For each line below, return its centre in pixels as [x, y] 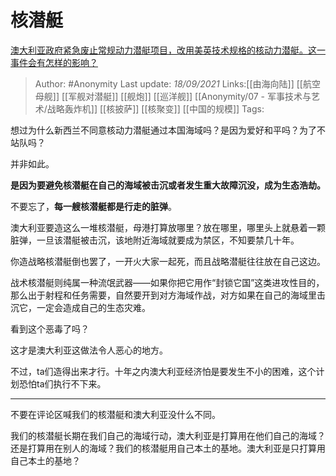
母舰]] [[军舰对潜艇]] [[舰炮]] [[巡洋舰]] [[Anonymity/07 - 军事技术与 [173, 96]
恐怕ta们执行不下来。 [62, 383]
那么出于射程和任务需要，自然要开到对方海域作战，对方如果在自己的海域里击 [168, 295]
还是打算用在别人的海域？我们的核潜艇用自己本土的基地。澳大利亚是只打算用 [168, 448]
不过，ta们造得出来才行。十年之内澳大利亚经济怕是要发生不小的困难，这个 [163, 371]
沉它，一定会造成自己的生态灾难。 [80, 307]
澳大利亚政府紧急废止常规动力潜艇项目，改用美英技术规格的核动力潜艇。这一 [168, 50]
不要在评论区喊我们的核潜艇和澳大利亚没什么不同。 [115, 414]
